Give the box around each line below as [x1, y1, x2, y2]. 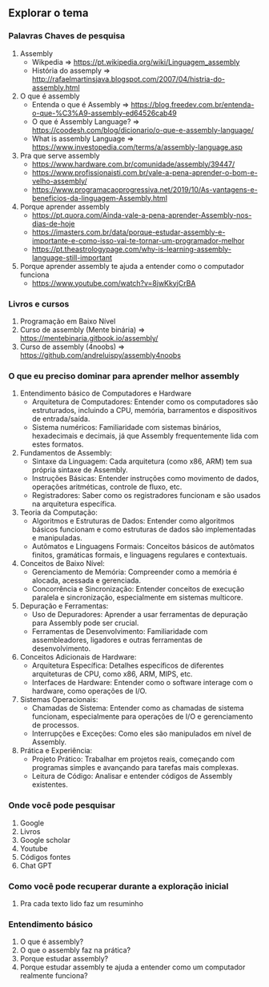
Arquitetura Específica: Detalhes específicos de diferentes [31, 660, 224, 671]
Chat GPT [19, 861, 53, 870]
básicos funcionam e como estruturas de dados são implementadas [31, 524, 256, 535]
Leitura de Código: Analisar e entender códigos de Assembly [31, 772, 233, 781]
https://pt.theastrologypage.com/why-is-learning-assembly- [31, 244, 232, 254]
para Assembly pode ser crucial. [31, 618, 139, 628]
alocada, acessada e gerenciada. [31, 576, 142, 585]
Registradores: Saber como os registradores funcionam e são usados [31, 491, 261, 500]
